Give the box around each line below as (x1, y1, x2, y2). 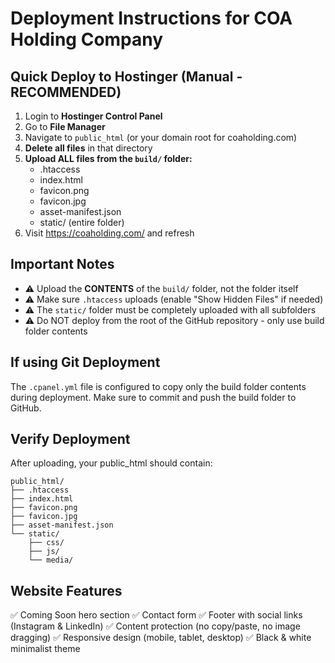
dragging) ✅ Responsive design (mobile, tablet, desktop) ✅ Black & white (10, 632, 312, 644)
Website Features (10, 582, 123, 599)
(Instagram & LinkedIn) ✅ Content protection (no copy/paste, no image (10, 620, 301, 632)
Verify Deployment (10, 431, 131, 448)
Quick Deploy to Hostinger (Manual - (10, 68, 243, 85)
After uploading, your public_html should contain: (10, 457, 213, 469)
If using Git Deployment (10, 354, 161, 371)
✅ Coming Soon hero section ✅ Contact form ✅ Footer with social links (10, 609, 303, 621)
